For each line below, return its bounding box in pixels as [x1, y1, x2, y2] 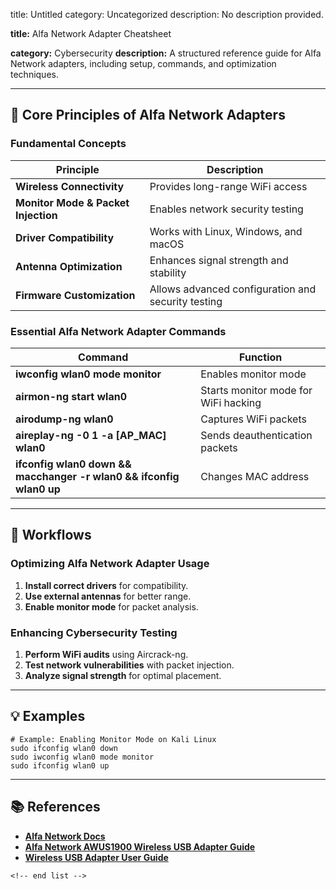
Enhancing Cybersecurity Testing [10, 625, 178, 639]
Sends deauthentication [200, 428, 313, 442]
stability [149, 265, 187, 279]
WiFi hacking [200, 395, 262, 409]
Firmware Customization [15, 288, 136, 302]
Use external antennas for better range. [24, 590, 192, 602]
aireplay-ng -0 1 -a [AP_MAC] [15, 428, 167, 442]
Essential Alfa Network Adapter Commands [10, 324, 227, 338]
